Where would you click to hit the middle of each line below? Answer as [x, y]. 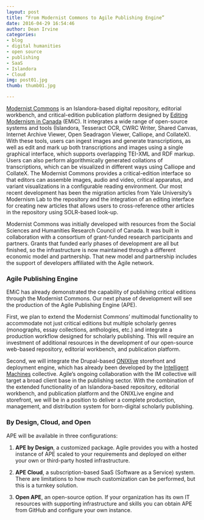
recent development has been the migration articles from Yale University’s [99, 193]
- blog [15, 40]
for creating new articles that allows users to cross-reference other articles [100, 206]
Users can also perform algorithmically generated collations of [85, 160]
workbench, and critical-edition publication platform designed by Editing [97, 115]
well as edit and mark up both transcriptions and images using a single [95, 147]
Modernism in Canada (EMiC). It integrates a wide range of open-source [97, 121]
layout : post [23, 12]
